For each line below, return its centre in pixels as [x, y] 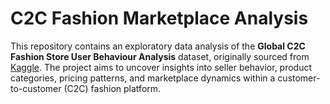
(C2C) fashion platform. [112, 88]
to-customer [36, 88]
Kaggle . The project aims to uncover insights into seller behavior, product [161, 67]
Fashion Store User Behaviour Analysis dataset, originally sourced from [160, 56]
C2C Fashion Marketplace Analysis [159, 18]
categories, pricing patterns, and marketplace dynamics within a [143, 78]
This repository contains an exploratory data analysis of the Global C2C [158, 46]
